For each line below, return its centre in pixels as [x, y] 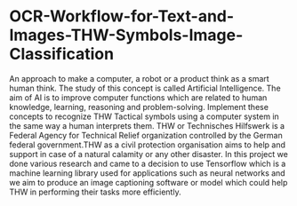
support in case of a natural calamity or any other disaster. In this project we [149, 154]
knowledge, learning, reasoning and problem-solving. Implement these [139, 107]
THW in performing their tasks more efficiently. [95, 192]
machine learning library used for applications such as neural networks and [148, 173]
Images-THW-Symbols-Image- [126, 35]
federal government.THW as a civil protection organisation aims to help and [148, 145]
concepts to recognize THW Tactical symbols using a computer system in [144, 116]
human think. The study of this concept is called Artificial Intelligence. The [145, 88]
